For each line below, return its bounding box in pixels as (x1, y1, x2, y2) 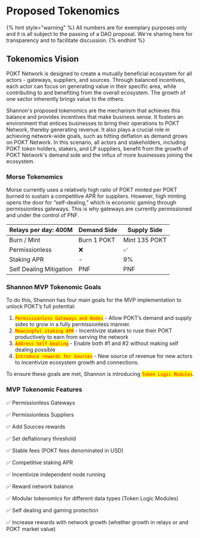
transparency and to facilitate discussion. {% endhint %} (6, 36, 145, 44)
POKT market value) (6, 525, 56, 533)
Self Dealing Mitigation (9, 265, 73, 273)
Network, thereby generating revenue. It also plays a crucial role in (6, 126, 170, 133)
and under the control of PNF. (6, 212, 79, 219)
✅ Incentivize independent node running (6, 470, 106, 478)
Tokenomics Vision (6, 54, 79, 64)
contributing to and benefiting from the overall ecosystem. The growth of (6, 88, 186, 96)
